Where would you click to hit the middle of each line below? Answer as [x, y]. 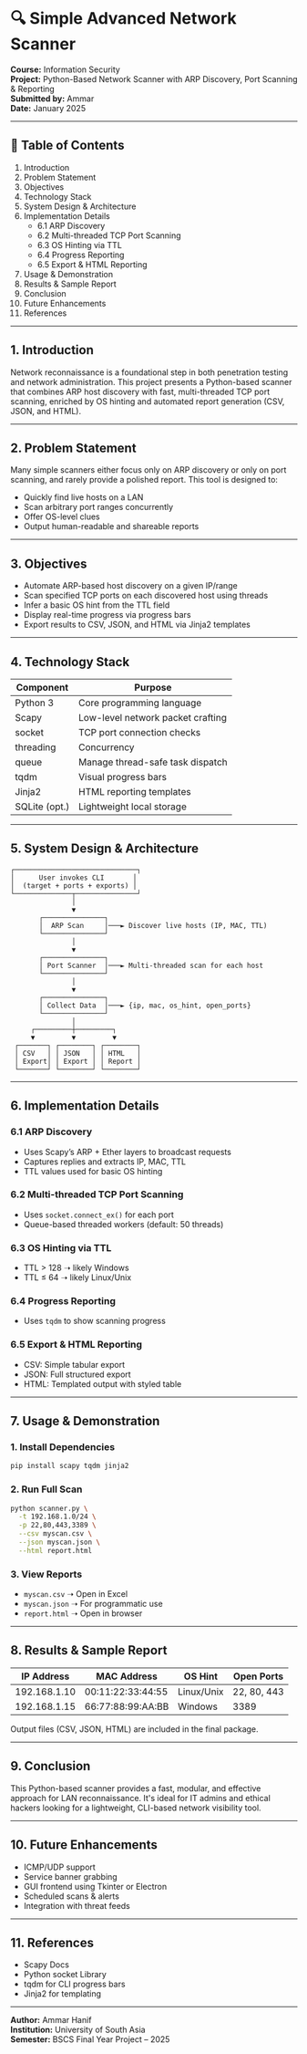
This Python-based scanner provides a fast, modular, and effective [136, 1788]
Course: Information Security [66, 69]
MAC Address [127, 1676]
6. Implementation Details [85, 1106]
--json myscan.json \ [60, 1543]
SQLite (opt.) [42, 807]
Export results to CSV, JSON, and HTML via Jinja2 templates [137, 625]
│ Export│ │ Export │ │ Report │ [78, 1061]
